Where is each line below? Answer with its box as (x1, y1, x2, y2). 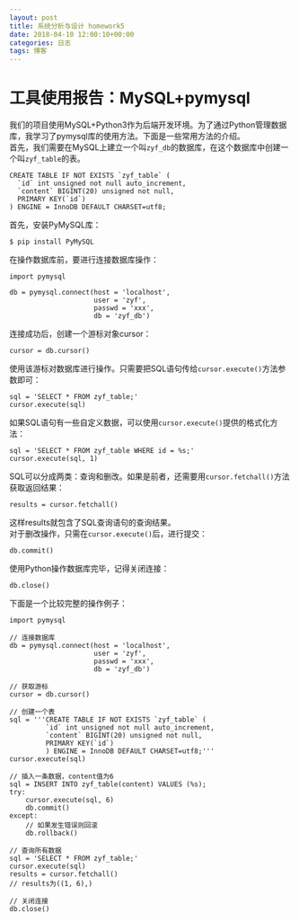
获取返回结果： (9, 483, 65, 493)
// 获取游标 (9, 682, 49, 692)
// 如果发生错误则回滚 (25, 821, 99, 830)
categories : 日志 (9, 38, 72, 48)
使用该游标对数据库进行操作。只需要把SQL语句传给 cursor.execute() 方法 (9, 363, 278, 374)
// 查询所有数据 (9, 846, 62, 855)
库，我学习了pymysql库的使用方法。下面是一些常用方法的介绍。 (9, 131, 245, 142)
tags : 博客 (9, 47, 48, 56)
